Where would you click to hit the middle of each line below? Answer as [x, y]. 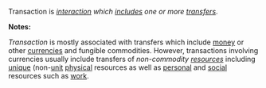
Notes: [20, 27]
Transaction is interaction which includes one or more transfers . [113, 11]
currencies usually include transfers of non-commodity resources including [132, 59]
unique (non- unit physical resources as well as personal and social [118, 67]
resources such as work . [49, 76]
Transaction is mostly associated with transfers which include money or [126, 42]
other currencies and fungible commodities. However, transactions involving [133, 50]
